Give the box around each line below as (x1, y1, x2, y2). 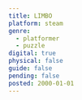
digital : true (8, 49, 57, 57)
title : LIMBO (8, 11, 53, 20)
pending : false (8, 72, 60, 80)
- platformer (15, 34, 60, 43)
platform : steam (8, 19, 63, 27)
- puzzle (15, 42, 45, 50)
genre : (8, 27, 31, 35)
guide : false (8, 65, 53, 73)
